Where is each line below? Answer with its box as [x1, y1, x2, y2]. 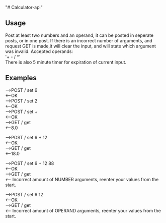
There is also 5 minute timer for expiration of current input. [5, 59, 127, 65]
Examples [5, 74, 37, 82]
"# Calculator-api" [5, 5, 43, 10]
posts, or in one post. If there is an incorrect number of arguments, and [5, 37, 152, 43]
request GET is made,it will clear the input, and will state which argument [5, 43, 156, 49]
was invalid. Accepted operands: [5, 48, 73, 54]
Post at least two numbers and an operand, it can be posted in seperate [5, 32, 154, 38]
